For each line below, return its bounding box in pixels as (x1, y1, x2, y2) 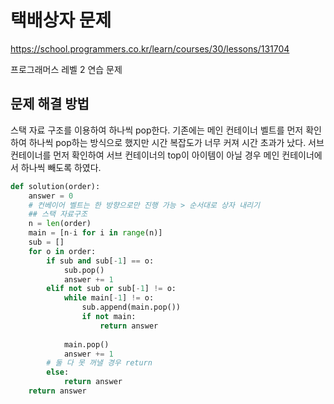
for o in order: (28, 246, 97, 256)
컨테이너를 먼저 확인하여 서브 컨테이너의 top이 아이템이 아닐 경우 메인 (10, 149, 280, 161)
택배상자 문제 (10, 9, 112, 32)
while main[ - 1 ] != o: (63, 293, 155, 303)
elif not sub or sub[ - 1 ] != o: (46, 284, 177, 294)
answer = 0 (28, 191, 74, 201)
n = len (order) (28, 219, 92, 229)
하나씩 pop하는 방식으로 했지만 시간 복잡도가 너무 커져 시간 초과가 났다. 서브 (28, 136, 325, 148)
